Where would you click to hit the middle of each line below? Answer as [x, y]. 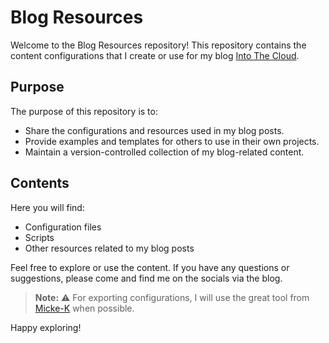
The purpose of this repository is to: [84, 111]
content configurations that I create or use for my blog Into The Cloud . [155, 55]
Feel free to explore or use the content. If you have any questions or [150, 267]
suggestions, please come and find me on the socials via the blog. [146, 278]
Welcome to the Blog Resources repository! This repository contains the [158, 45]
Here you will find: [47, 207]
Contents [40, 183]
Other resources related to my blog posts [109, 248]
